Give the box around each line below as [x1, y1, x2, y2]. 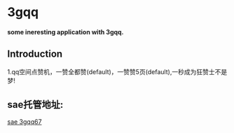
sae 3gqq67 [7, 118, 42, 126]
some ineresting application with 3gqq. [7, 27, 124, 36]
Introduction [7, 48, 63, 60]
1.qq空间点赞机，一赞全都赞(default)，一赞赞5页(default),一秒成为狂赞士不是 [7, 67, 228, 76]
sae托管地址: [7, 99, 64, 111]
